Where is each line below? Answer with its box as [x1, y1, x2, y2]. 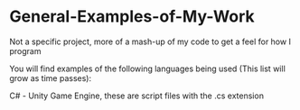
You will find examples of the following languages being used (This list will [9, 63, 286, 74]
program [9, 45, 42, 56]
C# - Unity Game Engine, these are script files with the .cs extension [9, 90, 265, 101]
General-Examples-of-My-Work [9, 6, 255, 27]
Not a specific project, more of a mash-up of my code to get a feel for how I [9, 36, 292, 47]
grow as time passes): [9, 72, 92, 83]
